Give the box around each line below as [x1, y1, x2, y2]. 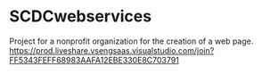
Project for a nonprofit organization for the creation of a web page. [9, 36, 254, 46]
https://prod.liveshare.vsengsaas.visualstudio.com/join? [9, 45, 215, 55]
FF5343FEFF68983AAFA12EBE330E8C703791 [9, 54, 180, 65]
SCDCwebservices [9, 6, 152, 27]
